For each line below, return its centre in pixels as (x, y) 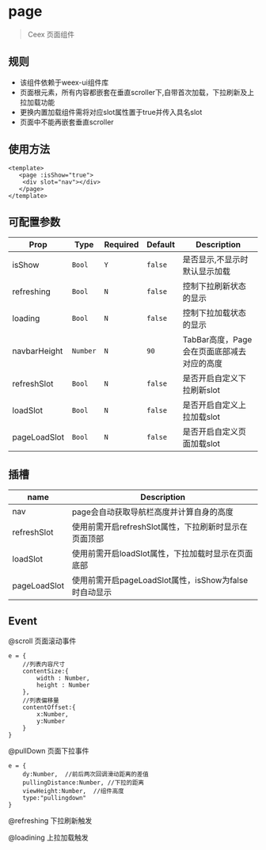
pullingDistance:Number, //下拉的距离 (84, 783)
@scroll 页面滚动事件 (42, 641)
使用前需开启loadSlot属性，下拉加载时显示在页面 (162, 554)
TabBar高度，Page (217, 340)
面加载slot (201, 444)
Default (161, 245)
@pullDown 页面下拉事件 (49, 751)
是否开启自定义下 (215, 379)
